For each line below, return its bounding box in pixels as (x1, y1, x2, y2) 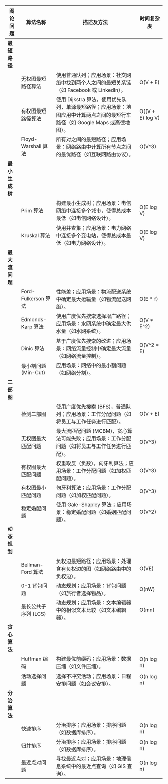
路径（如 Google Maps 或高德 (56, 119, 126, 126)
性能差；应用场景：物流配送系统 (56, 288, 131, 295)
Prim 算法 (21, 207, 44, 214)
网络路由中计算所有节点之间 (66, 143, 131, 150)
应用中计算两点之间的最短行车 (61, 111, 131, 118)
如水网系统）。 (71, 328, 104, 334)
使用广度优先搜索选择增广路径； (56, 313, 131, 319)
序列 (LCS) (21, 610, 46, 617)
